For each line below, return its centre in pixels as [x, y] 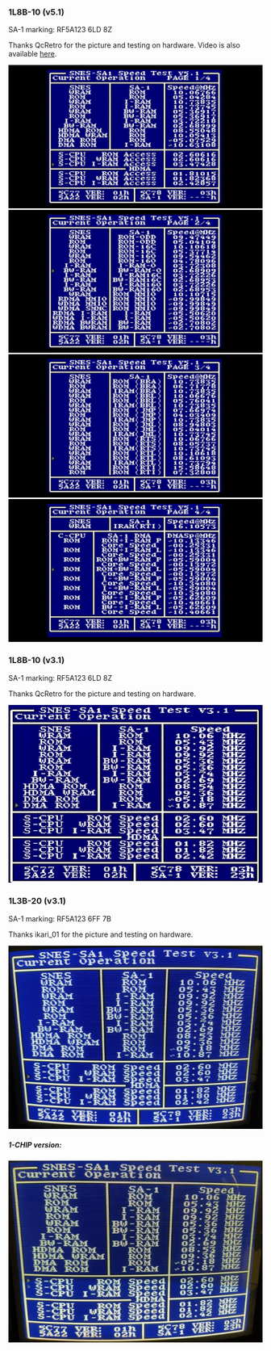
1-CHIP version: [35, 1145]
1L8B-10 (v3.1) [37, 661]
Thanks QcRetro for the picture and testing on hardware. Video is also [124, 45]
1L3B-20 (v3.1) [37, 901]
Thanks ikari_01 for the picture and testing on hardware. [101, 934]
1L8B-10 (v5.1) [36, 12]
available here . [33, 54]
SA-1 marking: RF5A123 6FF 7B [60, 918]
